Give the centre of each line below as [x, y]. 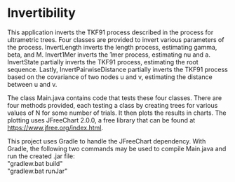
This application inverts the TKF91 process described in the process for [110, 32]
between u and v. [32, 84]
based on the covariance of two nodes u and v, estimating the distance [110, 77]
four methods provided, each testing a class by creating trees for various [113, 105]
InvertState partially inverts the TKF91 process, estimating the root [103, 62]
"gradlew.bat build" [35, 163]
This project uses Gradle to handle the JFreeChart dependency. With [107, 141]
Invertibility [41, 13]
